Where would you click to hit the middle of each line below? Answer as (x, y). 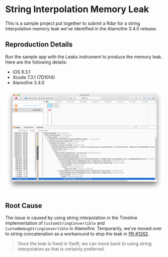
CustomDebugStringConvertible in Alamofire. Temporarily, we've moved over (84, 229)
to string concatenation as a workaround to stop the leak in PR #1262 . (77, 234)
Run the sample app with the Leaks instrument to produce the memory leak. (84, 57)
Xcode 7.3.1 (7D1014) (34, 77)
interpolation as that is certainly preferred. (61, 249)
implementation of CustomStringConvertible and (55, 223)
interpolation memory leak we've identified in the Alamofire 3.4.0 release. (81, 28)
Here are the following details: (36, 62)
